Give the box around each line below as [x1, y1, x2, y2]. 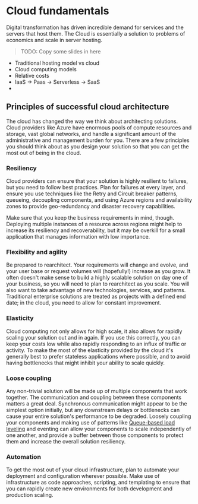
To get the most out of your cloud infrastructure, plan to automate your [6, 466, 180, 473]
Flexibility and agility [6, 248, 68, 256]
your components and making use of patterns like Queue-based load [6, 419, 175, 426]
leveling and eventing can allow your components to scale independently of [6, 425, 191, 432]
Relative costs [14, 72, 49, 79]
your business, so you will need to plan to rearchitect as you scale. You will [6, 280, 190, 287]
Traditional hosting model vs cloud [14, 59, 100, 66]
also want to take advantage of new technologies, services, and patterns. [6, 287, 186, 294]
